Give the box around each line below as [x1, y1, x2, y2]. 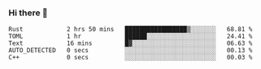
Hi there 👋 [8, 7, 49, 18]
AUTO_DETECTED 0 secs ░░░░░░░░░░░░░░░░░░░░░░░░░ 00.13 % [8, 47, 253, 55]
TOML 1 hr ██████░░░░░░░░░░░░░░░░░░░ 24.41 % [8, 32, 253, 41]
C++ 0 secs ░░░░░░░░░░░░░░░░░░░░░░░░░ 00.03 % [8, 54, 253, 62]
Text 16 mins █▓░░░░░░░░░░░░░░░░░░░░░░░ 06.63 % [8, 39, 253, 47]
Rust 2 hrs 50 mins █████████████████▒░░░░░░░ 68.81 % [8, 26, 253, 34]
